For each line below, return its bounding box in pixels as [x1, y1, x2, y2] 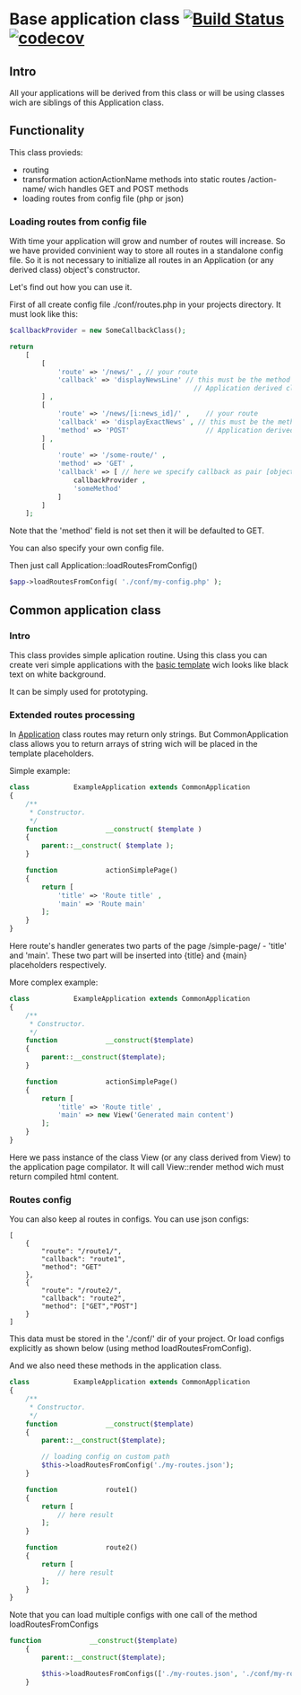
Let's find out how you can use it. [9, 282, 133, 293]
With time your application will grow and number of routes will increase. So [9, 236, 286, 247]
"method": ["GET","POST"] [41, 1302, 139, 1311]
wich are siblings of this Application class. [9, 97, 164, 108]
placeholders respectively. [9, 960, 107, 970]
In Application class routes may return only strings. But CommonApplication [9, 729, 289, 740]
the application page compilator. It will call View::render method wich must [9, 1161, 285, 1172]
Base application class [9, 9, 181, 30]
